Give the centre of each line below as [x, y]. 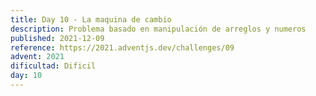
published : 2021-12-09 [57, 38]
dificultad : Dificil [53, 66]
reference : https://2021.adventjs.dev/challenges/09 [122, 47]
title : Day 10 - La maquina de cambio [91, 19]
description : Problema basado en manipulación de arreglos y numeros [158, 29]
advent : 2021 [37, 57]
